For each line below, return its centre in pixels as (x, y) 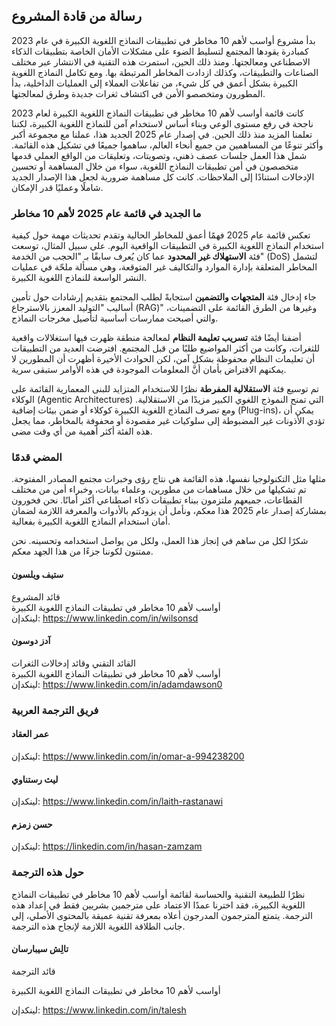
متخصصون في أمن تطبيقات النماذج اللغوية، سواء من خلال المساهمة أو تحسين (155, 166)
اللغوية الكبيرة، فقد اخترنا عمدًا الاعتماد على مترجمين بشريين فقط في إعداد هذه (158, 905)
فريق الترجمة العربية (55, 710)
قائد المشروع (36, 596)
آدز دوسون (31, 641)
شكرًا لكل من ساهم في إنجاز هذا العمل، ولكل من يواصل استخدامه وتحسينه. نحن (160, 541)
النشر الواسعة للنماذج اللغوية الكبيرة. (79, 278)
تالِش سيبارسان (40, 949)
